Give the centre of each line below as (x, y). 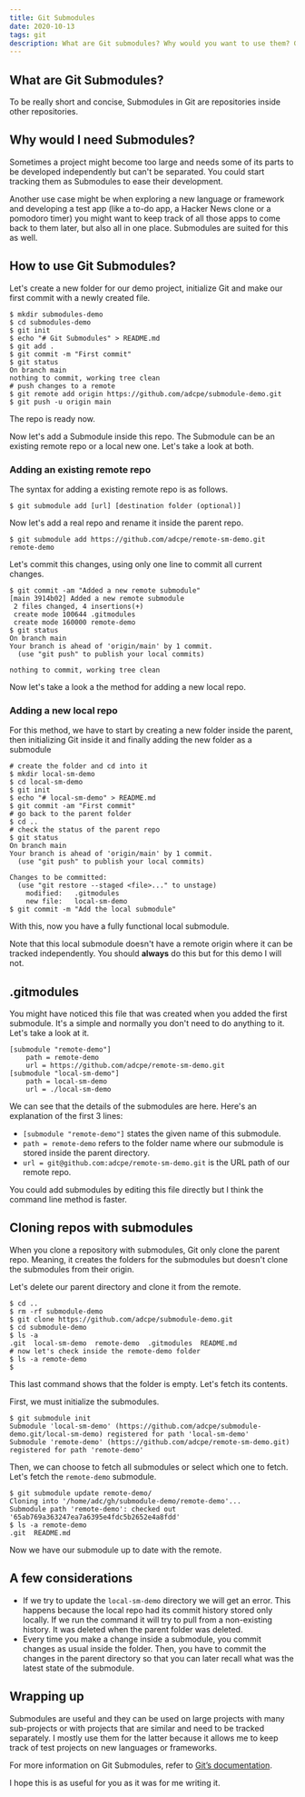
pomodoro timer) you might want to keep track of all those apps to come (145, 218)
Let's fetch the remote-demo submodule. (83, 1476)
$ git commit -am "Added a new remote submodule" (105, 590)
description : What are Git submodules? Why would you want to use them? (150, 43)
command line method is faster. (68, 1200)
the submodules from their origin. (72, 1269)
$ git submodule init (50, 1418)
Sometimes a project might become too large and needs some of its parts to (152, 162)
